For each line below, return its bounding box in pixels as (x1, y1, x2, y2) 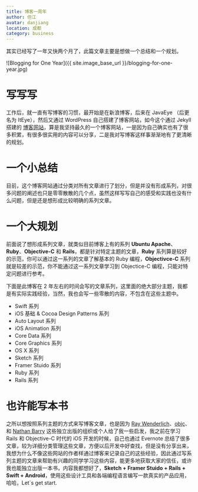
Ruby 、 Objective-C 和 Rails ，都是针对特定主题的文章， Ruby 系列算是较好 (6, 248, 187, 255)
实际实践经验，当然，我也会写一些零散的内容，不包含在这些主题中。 (16, 290, 181, 297)
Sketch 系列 (14, 354, 44, 361)
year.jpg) (6, 66, 28, 73)
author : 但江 (6, 14, 37, 20)
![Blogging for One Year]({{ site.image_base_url (6, 60, 121, 67)
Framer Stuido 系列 (14, 361, 61, 368)
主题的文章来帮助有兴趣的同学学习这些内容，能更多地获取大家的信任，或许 (11, 457, 192, 464)
